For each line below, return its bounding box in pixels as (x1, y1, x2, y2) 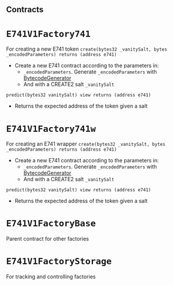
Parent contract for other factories (6, 235, 89, 242)
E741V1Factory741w (6, 123, 96, 134)
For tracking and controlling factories (6, 273, 96, 280)
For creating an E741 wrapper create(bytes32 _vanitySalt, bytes (6, 141, 166, 148)
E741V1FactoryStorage (6, 256, 112, 267)
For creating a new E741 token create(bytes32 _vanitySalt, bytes (6, 45, 168, 52)
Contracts (6, 5, 44, 15)
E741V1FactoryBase (6, 218, 96, 229)
